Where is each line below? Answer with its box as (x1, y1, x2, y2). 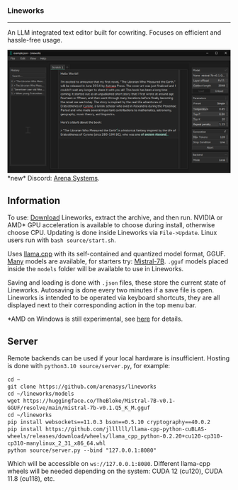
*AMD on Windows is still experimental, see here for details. (7, 314, 183, 324)
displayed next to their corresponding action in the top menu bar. (7, 301, 197, 309)
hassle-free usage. (7, 36, 62, 45)
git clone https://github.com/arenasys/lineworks (7, 383, 157, 390)
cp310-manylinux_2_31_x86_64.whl (7, 440, 106, 447)
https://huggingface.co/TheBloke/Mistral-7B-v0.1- (23, 397, 176, 404)
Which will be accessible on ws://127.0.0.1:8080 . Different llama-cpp (7, 460, 211, 467)
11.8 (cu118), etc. (7, 474, 55, 483)
